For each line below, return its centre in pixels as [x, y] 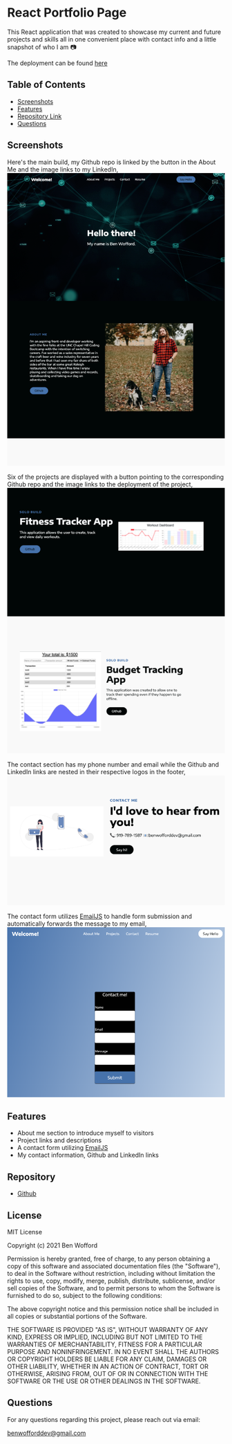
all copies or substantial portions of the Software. [77, 1317]
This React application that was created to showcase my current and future [114, 32]
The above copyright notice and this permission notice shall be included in [113, 1309]
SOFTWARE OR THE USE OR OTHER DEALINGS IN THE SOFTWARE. [104, 1381]
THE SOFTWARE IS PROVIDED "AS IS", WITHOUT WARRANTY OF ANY [108, 1330]
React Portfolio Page [67, 13]
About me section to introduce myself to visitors [85, 1133]
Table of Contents [47, 85]
